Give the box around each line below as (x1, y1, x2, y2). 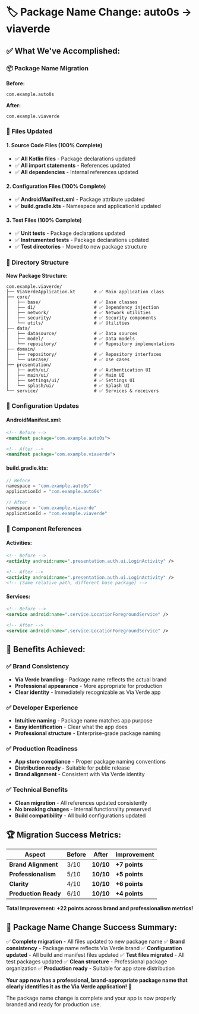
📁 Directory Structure (6, 258, 70, 266)
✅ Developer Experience (6, 703, 78, 712)
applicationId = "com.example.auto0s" (6, 489, 102, 495)
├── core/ (6, 294, 31, 300)
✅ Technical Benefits (6, 786, 68, 794)
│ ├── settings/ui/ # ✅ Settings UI (6, 377, 135, 383)
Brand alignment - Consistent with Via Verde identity (14, 771, 145, 778)
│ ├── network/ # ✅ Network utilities (6, 309, 151, 315)
